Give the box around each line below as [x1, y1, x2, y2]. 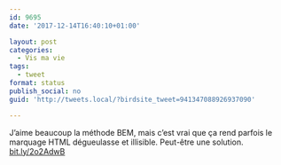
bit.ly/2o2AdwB [9, 145, 66, 156]
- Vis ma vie [17, 54, 66, 63]
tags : [9, 62, 29, 71]
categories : [9, 45, 53, 54]
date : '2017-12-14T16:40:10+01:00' [9, 21, 141, 30]
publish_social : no [9, 86, 82, 96]
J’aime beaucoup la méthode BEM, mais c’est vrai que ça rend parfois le [9, 127, 273, 137]
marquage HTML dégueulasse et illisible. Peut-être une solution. [9, 137, 244, 147]
